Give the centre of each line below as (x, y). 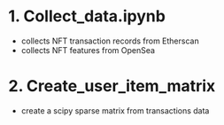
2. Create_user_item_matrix (112, 86)
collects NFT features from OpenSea (88, 50)
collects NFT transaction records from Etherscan (110, 41)
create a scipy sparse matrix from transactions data (115, 110)
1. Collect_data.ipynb (87, 16)
